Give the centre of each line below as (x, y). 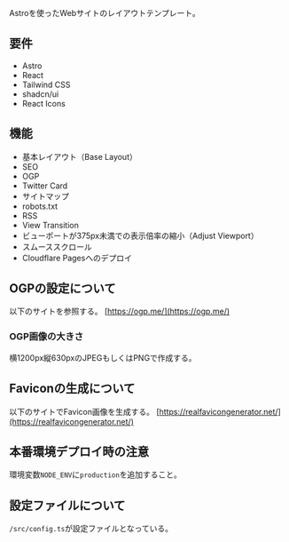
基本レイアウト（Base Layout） (79, 156)
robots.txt (40, 206)
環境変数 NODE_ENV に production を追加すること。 (95, 474)
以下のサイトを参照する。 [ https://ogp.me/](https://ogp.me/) (120, 311)
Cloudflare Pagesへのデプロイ (77, 258)
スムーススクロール (57, 246)
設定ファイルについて (67, 505)
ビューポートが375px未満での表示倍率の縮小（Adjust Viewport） (140, 235)
